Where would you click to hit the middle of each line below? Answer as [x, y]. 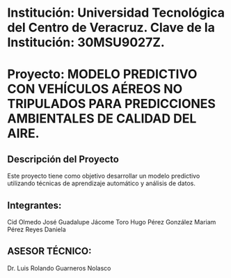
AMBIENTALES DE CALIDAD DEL [102, 119]
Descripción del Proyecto [63, 159]
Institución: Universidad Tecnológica [116, 13]
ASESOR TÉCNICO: [49, 251]
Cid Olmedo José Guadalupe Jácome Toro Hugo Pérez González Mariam [112, 222]
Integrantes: [34, 205]
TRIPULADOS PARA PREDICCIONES [111, 104]
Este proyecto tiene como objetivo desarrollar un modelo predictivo [104, 176]
